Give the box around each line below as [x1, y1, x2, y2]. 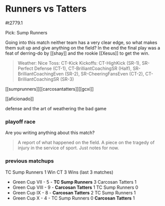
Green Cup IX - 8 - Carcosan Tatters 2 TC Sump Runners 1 [12, 189, 136, 195]
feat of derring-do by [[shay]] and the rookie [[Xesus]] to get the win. [5, 50, 150, 56]
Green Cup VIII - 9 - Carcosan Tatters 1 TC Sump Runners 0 [12, 184, 138, 190]
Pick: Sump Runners [5, 29, 48, 35]
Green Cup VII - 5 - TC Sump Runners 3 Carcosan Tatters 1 [12, 179, 137, 185]
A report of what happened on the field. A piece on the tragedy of [17, 140, 155, 146]
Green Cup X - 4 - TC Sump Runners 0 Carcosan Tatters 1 [12, 195, 135, 201]
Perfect [17, 65, 33, 71]
